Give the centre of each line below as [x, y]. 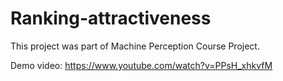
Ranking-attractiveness [111, 18]
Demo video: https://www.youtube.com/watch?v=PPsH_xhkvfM [141, 65]
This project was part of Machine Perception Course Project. [135, 46]
